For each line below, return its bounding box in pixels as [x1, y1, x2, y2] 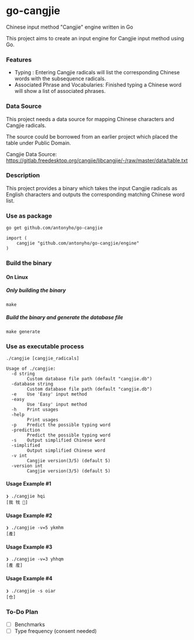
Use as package [6, 212, 52, 220]
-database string [11, 381, 54, 387]
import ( [6, 235, 27, 241]
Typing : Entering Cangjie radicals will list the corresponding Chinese [14, 69, 180, 76]
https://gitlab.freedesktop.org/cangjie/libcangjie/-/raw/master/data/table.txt [6, 157, 188, 164]
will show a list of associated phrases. [14, 88, 106, 95]
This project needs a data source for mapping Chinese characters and [6, 115, 175, 122]
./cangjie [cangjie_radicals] [6, 355, 80, 361]
